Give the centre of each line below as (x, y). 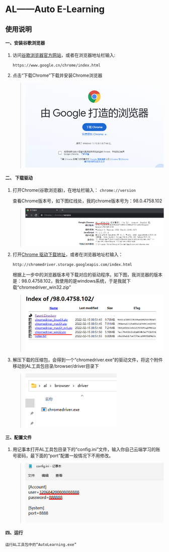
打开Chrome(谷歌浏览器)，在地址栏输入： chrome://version (74, 190)
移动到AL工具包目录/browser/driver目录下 (56, 366)
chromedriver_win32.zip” (45, 287)
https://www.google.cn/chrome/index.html (56, 65)
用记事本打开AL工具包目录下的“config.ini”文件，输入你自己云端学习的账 (86, 450)
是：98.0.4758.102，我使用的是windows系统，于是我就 (69, 281)
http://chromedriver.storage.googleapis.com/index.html (72, 265)
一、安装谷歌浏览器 (25, 43)
